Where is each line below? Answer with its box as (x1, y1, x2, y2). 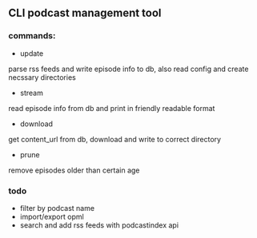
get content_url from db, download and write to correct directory (8, 134, 222, 144)
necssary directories (8, 72, 76, 82)
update (19, 48, 44, 58)
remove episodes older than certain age (8, 165, 140, 175)
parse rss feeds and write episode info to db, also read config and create (8, 64, 249, 73)
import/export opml (19, 212, 84, 221)
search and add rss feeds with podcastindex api (19, 220, 179, 230)
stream (19, 88, 44, 97)
